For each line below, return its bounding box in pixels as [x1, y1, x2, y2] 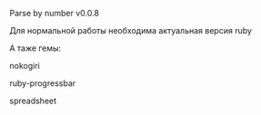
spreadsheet [9, 95, 57, 106]
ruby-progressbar [9, 78, 76, 89]
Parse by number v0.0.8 [9, 8, 100, 18]
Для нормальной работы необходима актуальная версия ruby [9, 25, 253, 35]
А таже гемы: [9, 43, 62, 53]
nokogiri [9, 61, 41, 71]
